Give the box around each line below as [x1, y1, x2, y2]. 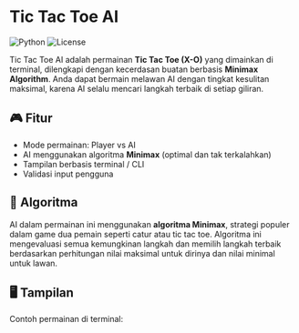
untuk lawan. [9, 257, 57, 268]
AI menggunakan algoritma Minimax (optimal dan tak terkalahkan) [22, 148, 272, 160]
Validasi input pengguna [22, 168, 114, 179]
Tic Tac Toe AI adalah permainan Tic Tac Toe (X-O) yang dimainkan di [9, 54, 273, 65]
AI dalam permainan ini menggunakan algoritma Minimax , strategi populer [9, 218, 290, 229]
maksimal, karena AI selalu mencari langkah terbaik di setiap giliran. [9, 83, 264, 94]
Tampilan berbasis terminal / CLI [22, 158, 145, 169]
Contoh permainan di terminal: [9, 314, 124, 325]
